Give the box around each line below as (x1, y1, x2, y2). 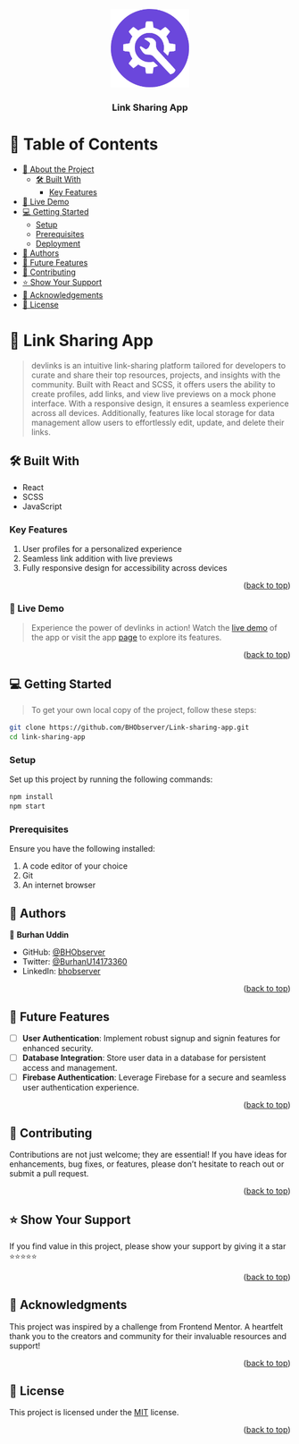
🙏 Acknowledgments (9, 1297, 128, 1312)
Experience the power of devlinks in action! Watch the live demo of (30, 623, 278, 633)
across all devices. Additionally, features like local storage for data (30, 408, 275, 419)
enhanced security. (21, 1043, 94, 1054)
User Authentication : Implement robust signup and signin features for (21, 1033, 281, 1044)
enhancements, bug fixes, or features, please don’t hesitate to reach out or (9, 1159, 285, 1169)
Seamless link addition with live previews (21, 553, 173, 564)
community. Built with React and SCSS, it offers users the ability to (30, 379, 276, 390)
